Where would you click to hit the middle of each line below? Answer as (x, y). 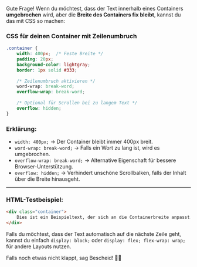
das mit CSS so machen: (36, 21)
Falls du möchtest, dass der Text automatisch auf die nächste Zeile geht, (94, 234)
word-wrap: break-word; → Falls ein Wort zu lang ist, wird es (87, 148)
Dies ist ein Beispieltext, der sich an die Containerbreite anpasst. (105, 217)
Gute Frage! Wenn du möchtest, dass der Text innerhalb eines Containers (95, 9)
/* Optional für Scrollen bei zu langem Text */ (77, 103)
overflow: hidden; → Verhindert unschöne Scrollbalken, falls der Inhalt (100, 173)
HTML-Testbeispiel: (35, 200)
